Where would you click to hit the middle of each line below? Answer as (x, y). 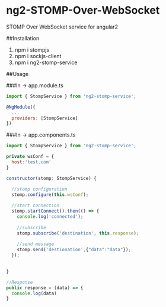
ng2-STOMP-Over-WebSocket (83, 10)
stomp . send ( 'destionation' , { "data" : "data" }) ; (74, 250)
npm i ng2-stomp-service (46, 62)
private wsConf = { (30, 157)
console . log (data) (34, 293)
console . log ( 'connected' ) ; (50, 217)
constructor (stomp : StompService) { (51, 178)
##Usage (17, 74)
